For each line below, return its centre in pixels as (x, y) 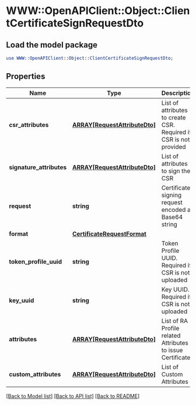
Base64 (172, 217)
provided (174, 146)
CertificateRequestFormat (109, 234)
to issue (172, 350)
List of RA (175, 321)
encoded (174, 210)
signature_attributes (38, 167)
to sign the (176, 171)
